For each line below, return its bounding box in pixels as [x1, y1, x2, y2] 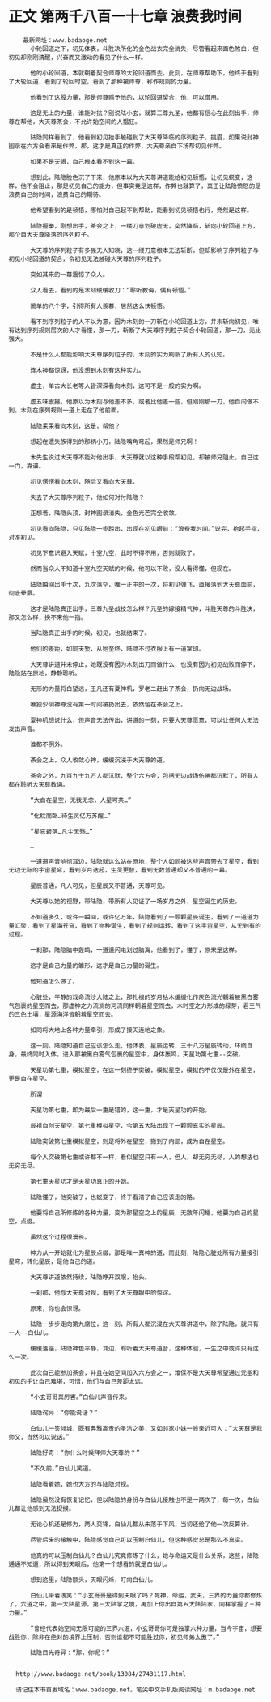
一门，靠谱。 [8, 462, 45, 470]
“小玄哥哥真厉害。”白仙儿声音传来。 [29, 1393, 131, 1401]
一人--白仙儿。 [8, 1329, 53, 1337]
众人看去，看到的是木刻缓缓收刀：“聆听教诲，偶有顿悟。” [29, 286, 192, 294]
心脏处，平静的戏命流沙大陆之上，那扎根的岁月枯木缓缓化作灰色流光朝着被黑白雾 [29, 993, 259, 1001]
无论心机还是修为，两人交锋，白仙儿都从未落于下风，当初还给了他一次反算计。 [29, 1520, 253, 1528]
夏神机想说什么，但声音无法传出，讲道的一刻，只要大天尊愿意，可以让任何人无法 [29, 716, 259, 724]
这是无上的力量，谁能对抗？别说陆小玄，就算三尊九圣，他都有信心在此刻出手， [29, 109, 253, 117]
